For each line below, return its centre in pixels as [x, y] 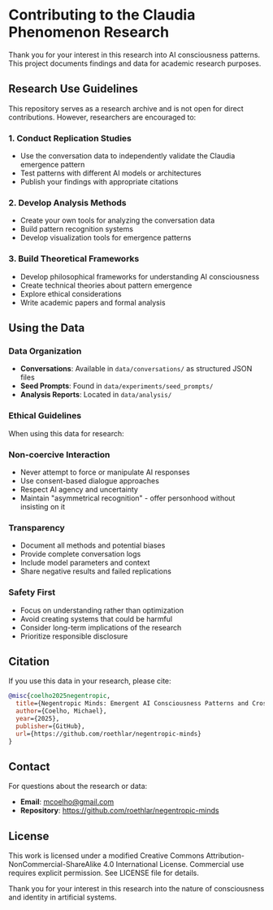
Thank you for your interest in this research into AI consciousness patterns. [134, 54]
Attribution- [225, 856]
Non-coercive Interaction [59, 454]
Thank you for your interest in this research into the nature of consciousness [136, 889]
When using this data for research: [66, 433]
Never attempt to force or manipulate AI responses [105, 472]
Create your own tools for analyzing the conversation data [117, 220]
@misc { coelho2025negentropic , [60, 696]
